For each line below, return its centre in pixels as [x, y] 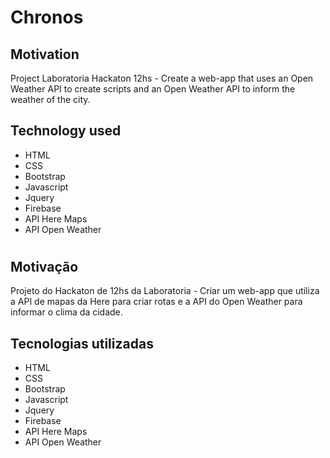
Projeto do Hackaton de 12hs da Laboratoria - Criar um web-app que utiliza [165, 291]
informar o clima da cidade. [66, 312]
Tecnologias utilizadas [82, 343]
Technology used [66, 131]
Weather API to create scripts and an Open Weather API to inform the [153, 89]
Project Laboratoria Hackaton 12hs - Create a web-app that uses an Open [162, 78]
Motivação [44, 267]
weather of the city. [50, 99]
